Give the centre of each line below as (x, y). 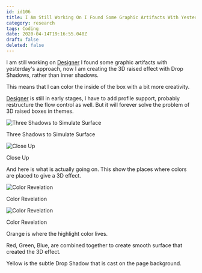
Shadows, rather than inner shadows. (53, 75)
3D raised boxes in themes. (40, 111)
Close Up (18, 157)
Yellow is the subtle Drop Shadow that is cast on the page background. (94, 263)
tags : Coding (23, 28)
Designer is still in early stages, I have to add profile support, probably (93, 98)
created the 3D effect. (34, 251)
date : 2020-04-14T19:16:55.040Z (47, 34)
